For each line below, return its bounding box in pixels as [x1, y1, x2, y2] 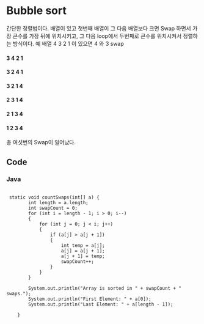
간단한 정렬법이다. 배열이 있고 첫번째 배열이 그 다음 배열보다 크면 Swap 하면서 [6, 24, 191, 32]
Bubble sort [6, 4, 67, 18]
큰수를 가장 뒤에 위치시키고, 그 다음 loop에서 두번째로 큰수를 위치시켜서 [12, 32, 182, 40]
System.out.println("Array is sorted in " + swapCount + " [28, 285, 182, 291]
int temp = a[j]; [60, 242, 105, 248]
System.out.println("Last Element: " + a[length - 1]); [28, 301, 173, 307]
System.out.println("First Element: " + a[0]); [28, 296, 151, 302]
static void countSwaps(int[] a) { [9, 194, 100, 201]
